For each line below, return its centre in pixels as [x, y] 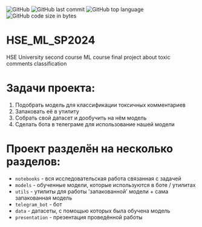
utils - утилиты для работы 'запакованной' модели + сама [92, 191]
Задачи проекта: [51, 88]
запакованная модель [44, 198]
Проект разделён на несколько [90, 149]
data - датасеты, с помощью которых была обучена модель [93, 211]
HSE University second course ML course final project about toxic [88, 57]
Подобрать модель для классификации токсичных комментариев [100, 105]
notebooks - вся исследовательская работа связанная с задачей [98, 178]
